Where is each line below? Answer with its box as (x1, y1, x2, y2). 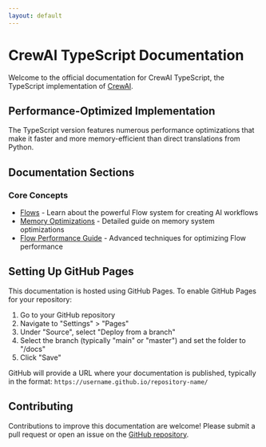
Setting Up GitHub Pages (8, 265, 134, 278)
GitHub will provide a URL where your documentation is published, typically (8, 368, 257, 377)
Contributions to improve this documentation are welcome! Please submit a (8, 421, 256, 430)
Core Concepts (8, 190, 69, 201)
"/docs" (19, 344, 46, 353)
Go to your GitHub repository (19, 309, 116, 320)
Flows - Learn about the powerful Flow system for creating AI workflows (19, 208, 259, 218)
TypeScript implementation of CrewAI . (8, 81, 133, 90)
